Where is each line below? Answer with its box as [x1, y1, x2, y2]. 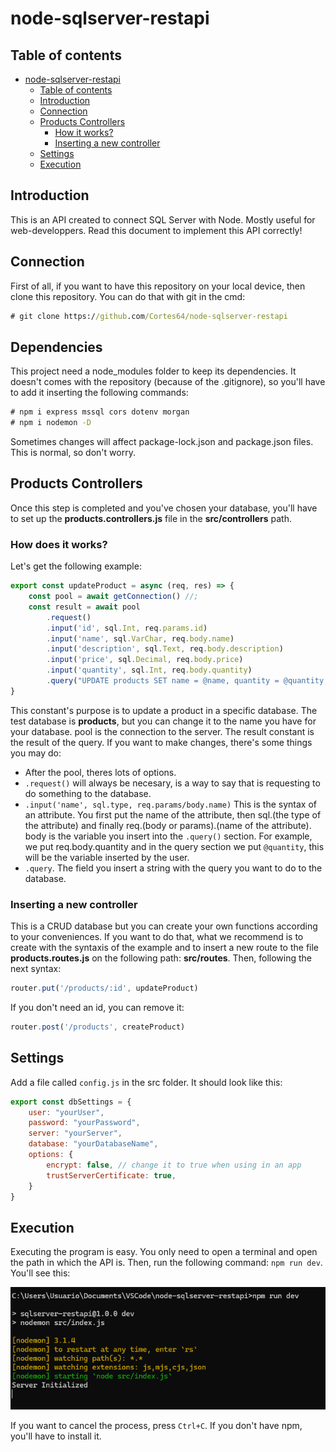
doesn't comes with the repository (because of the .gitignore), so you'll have [10, 376, 326, 388]
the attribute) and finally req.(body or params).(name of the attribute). [24, 819, 312, 831]
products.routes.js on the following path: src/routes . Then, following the [10, 952, 313, 964]
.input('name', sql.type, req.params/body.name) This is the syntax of [24, 798, 317, 810]
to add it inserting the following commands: [10, 387, 189, 399]
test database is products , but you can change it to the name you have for [10, 715, 317, 727]
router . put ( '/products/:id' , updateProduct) [10, 983, 199, 994]
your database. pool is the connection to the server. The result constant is [10, 725, 315, 737]
